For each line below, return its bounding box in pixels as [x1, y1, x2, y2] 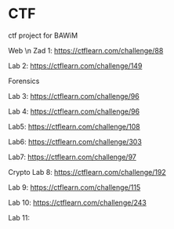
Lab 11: [8, 213, 30, 222]
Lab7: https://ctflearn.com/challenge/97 [8, 152, 137, 162]
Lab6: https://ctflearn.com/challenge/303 [8, 136, 143, 146]
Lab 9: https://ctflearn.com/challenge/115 [8, 182, 141, 192]
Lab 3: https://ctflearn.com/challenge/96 [8, 91, 140, 100]
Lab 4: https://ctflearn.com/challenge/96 [8, 107, 140, 116]
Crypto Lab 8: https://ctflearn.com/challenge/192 [8, 167, 166, 176]
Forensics [8, 76, 40, 85]
